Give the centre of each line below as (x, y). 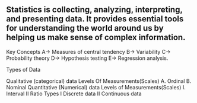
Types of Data (23, 69)
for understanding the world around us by (85, 28)
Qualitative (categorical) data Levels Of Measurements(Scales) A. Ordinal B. (99, 81)
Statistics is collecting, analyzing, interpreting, (94, 10)
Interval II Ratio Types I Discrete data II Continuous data (74, 94)
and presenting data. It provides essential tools (95, 19)
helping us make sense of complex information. (96, 38)
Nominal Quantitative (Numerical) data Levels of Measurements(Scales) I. (96, 87)
